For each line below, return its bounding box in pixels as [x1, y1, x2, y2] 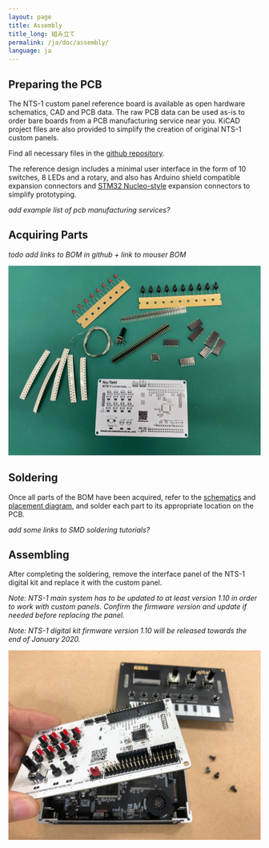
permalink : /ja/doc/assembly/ [8, 39, 110, 47]
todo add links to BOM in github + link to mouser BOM [8, 250, 187, 259]
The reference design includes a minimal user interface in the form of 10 [8, 164, 247, 173]
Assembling [8, 548, 70, 562]
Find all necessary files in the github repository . [8, 148, 165, 158]
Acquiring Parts [8, 229, 88, 242]
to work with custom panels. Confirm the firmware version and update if [8, 602, 247, 611]
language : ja [8, 47, 52, 55]
